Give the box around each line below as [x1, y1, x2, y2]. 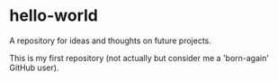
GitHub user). [9, 62, 59, 73]
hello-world [9, 5, 99, 26]
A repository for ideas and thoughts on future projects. [9, 35, 211, 46]
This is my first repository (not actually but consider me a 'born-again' [9, 52, 270, 63]
